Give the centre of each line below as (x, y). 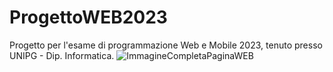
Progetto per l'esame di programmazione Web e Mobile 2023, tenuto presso (166, 45)
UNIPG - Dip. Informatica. (62, 55)
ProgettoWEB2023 (88, 17)
